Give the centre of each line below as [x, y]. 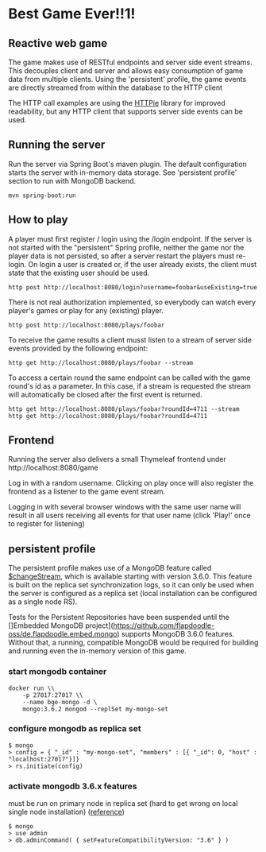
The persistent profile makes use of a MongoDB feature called [110, 568]
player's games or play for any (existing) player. [86, 310]
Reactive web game [58, 43]
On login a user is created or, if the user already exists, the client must [143, 264]
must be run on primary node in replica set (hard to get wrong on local [123, 804]
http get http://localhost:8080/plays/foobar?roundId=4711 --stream [124, 409]
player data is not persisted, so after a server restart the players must [121, 256]
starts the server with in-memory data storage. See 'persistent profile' [123, 172]
